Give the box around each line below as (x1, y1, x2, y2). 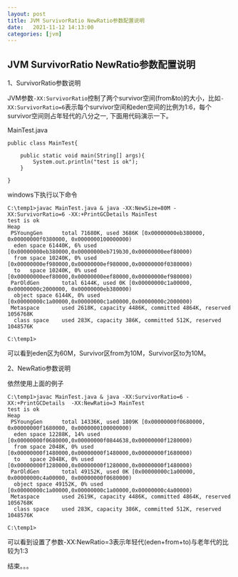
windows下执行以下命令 (7, 190, 78, 199)
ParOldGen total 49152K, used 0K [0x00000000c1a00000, (10, 468, 196, 476)
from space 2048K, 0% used (14, 443, 94, 451)
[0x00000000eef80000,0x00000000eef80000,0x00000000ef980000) (7, 274, 193, 281)
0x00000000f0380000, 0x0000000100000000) (7, 236, 133, 243)
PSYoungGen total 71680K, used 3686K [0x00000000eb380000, (10, 229, 205, 237)
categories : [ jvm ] (7, 30, 62, 38)
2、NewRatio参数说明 (7, 364, 71, 373)
